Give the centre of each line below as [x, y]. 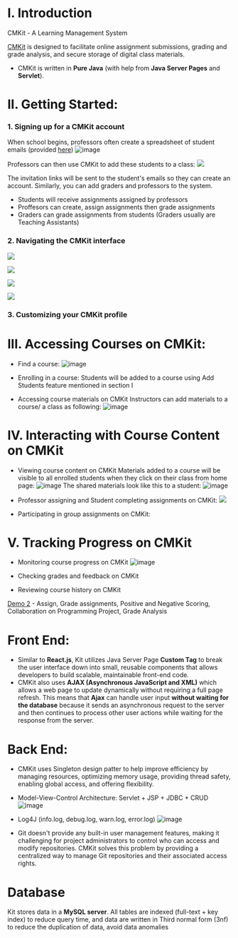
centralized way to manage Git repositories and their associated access [122, 856]
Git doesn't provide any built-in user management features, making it [118, 833]
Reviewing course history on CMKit [69, 590]
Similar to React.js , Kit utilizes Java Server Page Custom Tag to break [120, 660]
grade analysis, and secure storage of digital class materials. [96, 54]
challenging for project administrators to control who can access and [119, 841]
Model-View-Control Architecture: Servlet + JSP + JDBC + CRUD [113, 798]
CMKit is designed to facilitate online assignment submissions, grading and [117, 46]
